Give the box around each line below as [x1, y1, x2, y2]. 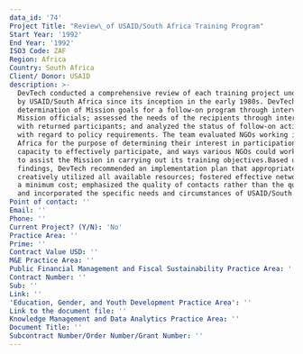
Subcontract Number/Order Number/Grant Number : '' [9, 331, 204, 340]
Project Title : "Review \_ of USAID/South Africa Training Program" [9, 22, 264, 31]
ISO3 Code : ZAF [9, 47, 67, 56]
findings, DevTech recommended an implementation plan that [17, 164, 248, 173]
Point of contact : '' [9, 197, 91, 207]
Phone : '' [9, 213, 47, 223]
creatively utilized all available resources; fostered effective [17, 172, 272, 181]
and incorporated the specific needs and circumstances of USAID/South [17, 189, 293, 198]
